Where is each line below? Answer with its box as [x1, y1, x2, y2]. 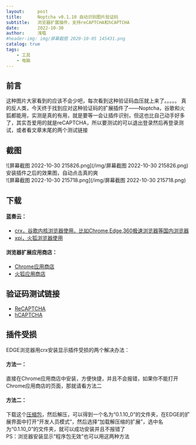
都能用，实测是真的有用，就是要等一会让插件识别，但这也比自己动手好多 [10, 112, 185, 119]
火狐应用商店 [14, 270, 45, 277]
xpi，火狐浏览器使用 [14, 234, 63, 241]
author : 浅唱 [6, 30, 47, 36]
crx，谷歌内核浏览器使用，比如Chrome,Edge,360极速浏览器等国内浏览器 [14, 227, 189, 234]
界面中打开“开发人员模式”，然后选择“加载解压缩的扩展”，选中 [10, 418, 159, 425]
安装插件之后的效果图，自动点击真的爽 [6, 169, 98, 176]
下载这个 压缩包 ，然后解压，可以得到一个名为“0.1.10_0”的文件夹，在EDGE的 [6, 410, 185, 417]
